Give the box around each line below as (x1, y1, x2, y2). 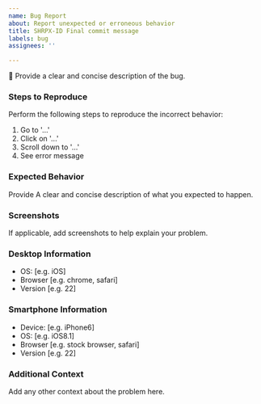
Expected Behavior (8, 171, 85, 183)
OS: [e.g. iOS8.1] (19, 330, 75, 340)
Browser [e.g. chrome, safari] (19, 276, 119, 285)
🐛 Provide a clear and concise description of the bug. (8, 71, 186, 81)
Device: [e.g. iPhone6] (19, 322, 95, 332)
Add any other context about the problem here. (8, 386, 166, 396)
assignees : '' (8, 42, 57, 50)
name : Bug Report (8, 11, 67, 20)
